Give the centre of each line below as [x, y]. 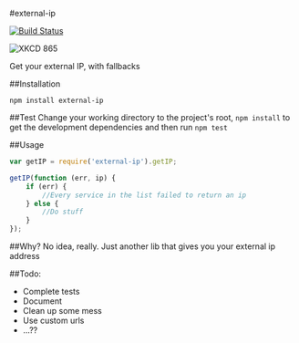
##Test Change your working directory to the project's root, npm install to [150, 117]
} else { [42, 203]
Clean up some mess [62, 311]
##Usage [27, 145]
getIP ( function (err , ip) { [63, 178]
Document [42, 301]
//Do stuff [63, 212]
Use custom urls [53, 320]
